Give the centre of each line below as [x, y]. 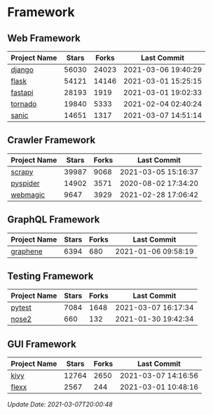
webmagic [28, 195]
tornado [24, 104]
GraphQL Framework [54, 219]
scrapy [22, 171]
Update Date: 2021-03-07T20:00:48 [60, 404]
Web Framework [44, 38]
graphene [27, 251]
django [22, 70]
